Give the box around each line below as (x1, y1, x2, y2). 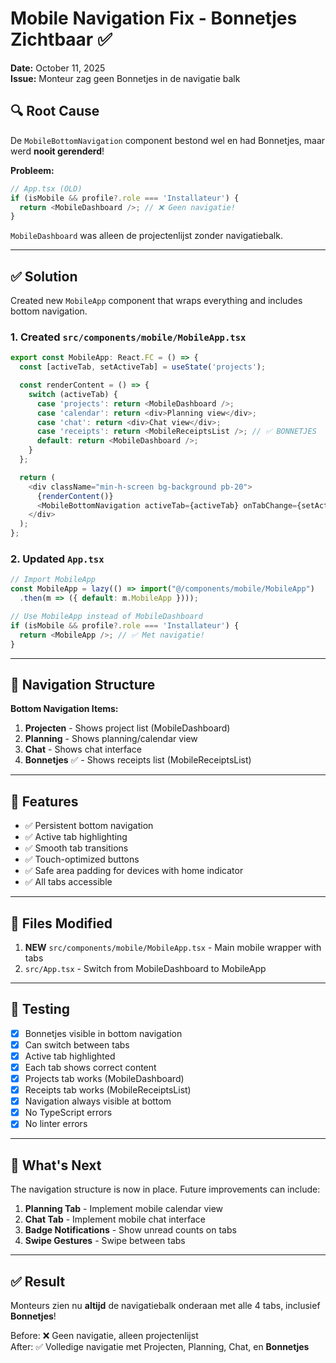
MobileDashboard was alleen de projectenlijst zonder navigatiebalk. (10, 230, 283, 242)
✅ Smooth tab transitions (24, 842, 129, 854)
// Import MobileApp (10, 575, 97, 585)
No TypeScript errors (24, 1107, 113, 1119)
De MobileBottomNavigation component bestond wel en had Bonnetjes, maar (10, 134, 326, 146)
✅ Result (10, 1273, 66, 1290)
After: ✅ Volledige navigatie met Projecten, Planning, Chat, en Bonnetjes (10, 1340, 310, 1352)
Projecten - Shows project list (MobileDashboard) (24, 722, 231, 734)
